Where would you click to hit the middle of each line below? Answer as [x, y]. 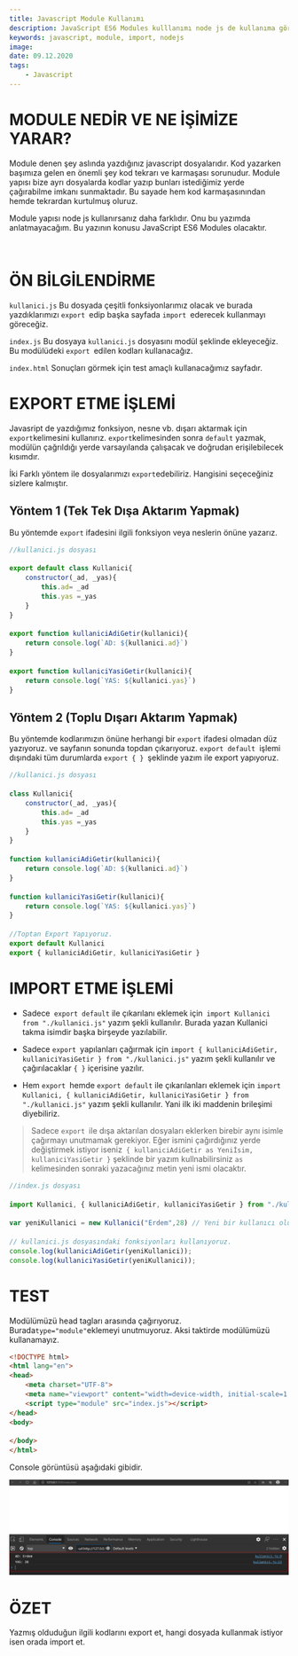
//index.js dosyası [45, 1185]
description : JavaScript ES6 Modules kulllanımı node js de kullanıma [142, 28]
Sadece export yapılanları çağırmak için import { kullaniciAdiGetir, [150, 1049]
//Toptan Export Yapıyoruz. [61, 934]
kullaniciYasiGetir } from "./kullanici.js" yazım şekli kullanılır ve [149, 1058]
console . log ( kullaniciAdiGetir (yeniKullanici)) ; [101, 1251]
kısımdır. [24, 456]
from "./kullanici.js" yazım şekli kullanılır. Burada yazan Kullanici [145, 1022]
